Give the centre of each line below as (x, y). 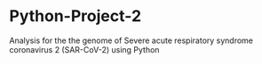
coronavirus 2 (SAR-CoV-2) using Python (84, 49)
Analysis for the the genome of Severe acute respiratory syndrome (131, 40)
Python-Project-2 (75, 16)
